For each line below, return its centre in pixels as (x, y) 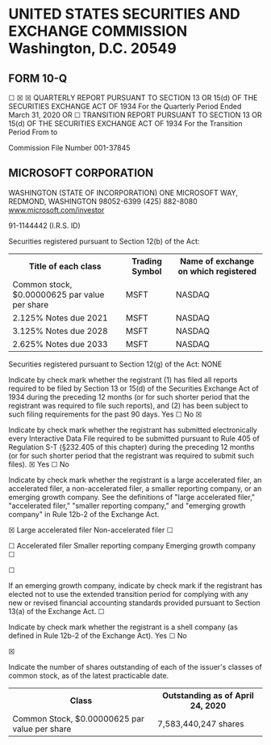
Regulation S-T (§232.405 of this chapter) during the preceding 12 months (132, 447)
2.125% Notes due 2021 (60, 318)
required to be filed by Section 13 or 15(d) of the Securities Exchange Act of (134, 388)
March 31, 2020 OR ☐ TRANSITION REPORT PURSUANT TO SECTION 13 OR (135, 115)
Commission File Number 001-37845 (69, 148)
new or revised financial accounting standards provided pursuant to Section (134, 603)
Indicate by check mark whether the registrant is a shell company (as (123, 627)
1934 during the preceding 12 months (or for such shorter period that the (129, 396)
